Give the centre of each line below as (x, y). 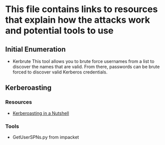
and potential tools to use (59, 31)
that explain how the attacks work (78, 20)
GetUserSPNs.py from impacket (46, 137)
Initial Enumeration (36, 49)
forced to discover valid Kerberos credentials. (60, 72)
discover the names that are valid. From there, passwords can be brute (86, 67)
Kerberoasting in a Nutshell (41, 113)
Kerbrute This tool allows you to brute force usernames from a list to (84, 61)
